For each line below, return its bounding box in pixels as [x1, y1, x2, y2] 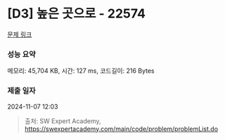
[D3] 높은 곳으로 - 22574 [7, 6, 146, 22]
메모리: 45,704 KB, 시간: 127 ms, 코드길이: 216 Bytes [7, 66, 155, 75]
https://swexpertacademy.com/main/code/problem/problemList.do [24, 125, 219, 133]
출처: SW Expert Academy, [24, 116, 101, 125]
